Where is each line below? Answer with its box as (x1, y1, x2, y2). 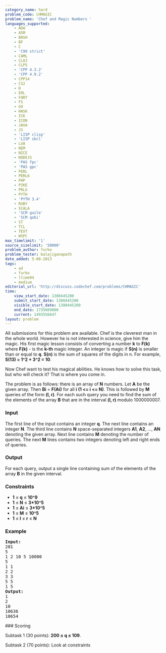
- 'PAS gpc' (14, 164, 39, 169)
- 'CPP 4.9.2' (14, 72, 43, 77)
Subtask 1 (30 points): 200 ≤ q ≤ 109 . (5, 633, 81, 639)
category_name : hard (5, 7, 48, 12)
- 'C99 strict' (14, 49, 46, 54)
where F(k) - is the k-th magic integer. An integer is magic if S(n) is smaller (5, 346, 159, 352)
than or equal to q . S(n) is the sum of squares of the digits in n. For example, (5, 351, 161, 358)
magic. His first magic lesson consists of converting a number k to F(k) (5, 341, 150, 347)
